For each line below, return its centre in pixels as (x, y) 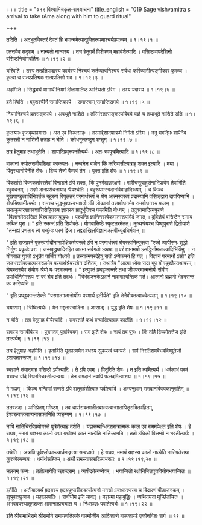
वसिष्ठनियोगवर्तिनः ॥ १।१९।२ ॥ (38, 58)
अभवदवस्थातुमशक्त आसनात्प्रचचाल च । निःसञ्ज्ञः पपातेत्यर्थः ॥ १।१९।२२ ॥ (79, 504)
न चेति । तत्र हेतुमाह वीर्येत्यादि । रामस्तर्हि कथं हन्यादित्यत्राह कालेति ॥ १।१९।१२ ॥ (87, 320)
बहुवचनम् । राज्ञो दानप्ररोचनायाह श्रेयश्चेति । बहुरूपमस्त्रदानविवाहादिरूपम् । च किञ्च (85, 190)
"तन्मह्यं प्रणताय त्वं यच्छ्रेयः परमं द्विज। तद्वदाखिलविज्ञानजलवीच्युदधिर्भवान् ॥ (75, 230)
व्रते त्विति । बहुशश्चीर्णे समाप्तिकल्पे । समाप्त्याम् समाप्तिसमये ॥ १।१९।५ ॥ (78, 102)
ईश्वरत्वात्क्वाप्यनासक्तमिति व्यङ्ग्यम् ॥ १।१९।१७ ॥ (56, 414)
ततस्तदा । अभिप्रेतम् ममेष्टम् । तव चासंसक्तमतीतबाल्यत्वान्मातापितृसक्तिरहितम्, (80, 408)
